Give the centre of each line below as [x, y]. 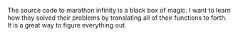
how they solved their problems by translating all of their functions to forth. [117, 18]
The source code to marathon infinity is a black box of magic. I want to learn [119, 10]
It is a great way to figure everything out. [67, 25]
